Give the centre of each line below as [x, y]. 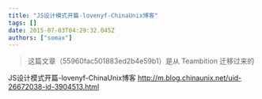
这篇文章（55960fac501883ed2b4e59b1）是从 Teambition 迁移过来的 [141, 61]
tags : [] [23, 23]
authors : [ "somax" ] [40, 38]
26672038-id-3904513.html [54, 87]
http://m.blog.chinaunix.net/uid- [190, 78]
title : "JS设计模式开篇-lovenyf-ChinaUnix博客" [83, 15]
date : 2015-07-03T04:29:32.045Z [61, 30]
